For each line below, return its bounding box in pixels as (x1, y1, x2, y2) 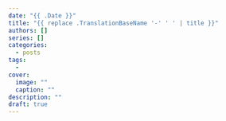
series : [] (8, 33, 45, 42)
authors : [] (8, 26, 48, 34)
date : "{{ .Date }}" (8, 11, 77, 20)
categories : (8, 41, 48, 49)
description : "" (8, 93, 62, 101)
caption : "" (15, 85, 56, 94)
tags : (8, 57, 26, 64)
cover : (8, 71, 30, 79)
